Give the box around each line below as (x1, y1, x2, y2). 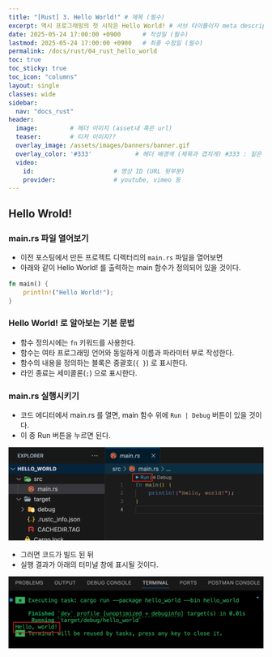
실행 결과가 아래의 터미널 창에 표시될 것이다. (19, 560, 159, 569)
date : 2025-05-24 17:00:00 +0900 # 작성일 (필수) (8, 30, 189, 38)
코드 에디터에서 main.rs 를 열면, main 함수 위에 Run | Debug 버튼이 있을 (19, 410, 247, 420)
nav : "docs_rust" (15, 107, 74, 115)
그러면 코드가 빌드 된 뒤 (19, 549, 95, 559)
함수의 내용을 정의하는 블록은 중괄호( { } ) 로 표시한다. (19, 358, 188, 367)
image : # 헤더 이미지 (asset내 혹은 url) (15, 124, 172, 133)
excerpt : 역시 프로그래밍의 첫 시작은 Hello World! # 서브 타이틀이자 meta (8, 21, 237, 30)
